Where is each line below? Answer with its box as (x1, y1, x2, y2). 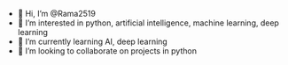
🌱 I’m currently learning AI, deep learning (17, 36, 168, 47)
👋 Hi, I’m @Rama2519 (17, 9, 96, 18)
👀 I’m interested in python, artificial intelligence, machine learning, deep (17, 18, 279, 28)
